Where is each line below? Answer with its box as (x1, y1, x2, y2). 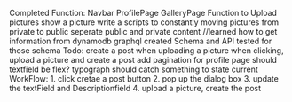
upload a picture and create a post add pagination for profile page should (9, 55, 278, 65)
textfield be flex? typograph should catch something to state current (9, 64, 259, 75)
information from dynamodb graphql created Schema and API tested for (9, 35, 272, 46)
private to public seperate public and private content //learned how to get (9, 27, 278, 36)
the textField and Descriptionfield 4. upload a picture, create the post (9, 83, 262, 93)
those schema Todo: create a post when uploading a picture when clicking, (9, 45, 284, 56)
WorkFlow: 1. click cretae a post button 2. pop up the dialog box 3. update (9, 74, 280, 83)
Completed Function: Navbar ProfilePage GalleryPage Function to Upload (9, 8, 278, 18)
